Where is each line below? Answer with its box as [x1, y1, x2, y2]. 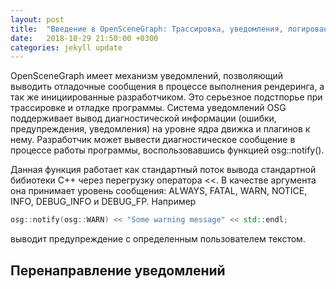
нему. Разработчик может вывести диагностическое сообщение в [10, 134, 296, 146]
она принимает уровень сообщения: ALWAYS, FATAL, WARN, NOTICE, [10, 185, 308, 197]
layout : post [10, 14, 65, 25]
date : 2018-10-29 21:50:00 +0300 [10, 33, 159, 43]
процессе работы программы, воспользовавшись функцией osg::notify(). [10, 144, 325, 156]
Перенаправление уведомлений [10, 262, 226, 279]
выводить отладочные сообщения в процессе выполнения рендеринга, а [10, 81, 325, 93]
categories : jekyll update [10, 42, 123, 53]
